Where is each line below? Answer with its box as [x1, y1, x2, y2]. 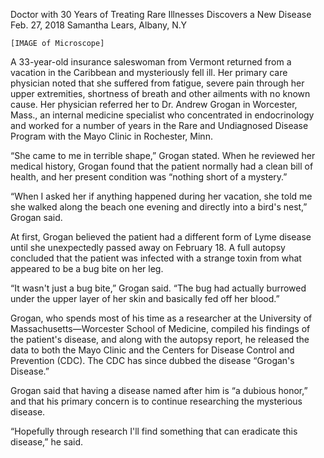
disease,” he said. [10, 436, 84, 448]
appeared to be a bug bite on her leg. [10, 263, 164, 274]
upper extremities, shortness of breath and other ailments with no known [10, 88, 311, 99]
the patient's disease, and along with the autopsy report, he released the [10, 334, 310, 345]
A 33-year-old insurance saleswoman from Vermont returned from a [10, 56, 292, 68]
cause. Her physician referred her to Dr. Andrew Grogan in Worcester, [10, 99, 298, 110]
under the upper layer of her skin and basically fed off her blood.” [10, 293, 280, 304]
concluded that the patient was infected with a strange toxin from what [10, 252, 302, 264]
